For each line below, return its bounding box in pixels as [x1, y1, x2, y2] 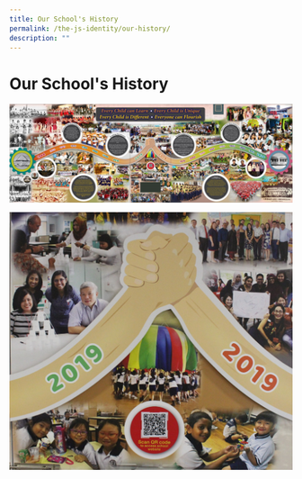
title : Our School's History [9, 14, 119, 23]
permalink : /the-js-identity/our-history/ [9, 23, 171, 33]
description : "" [9, 33, 70, 42]
